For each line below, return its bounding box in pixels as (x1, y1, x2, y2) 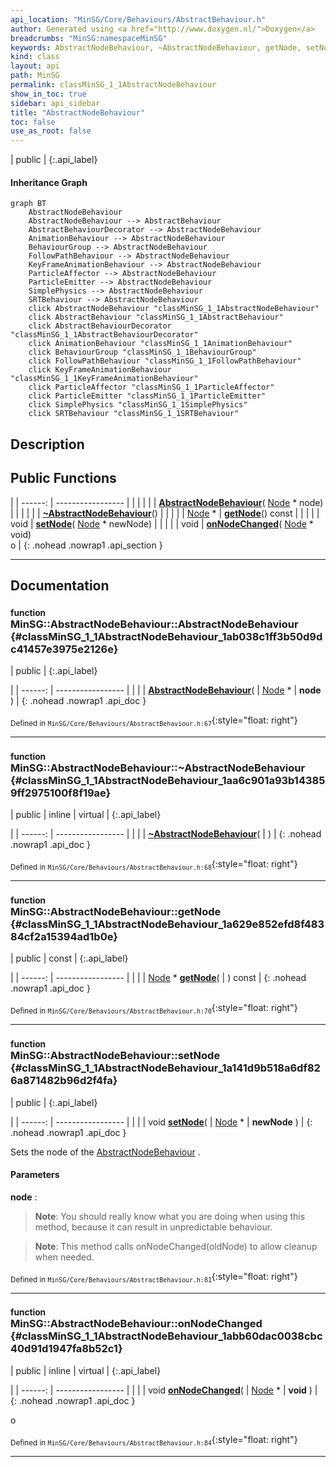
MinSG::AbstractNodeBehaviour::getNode (10, 905, 222, 919)
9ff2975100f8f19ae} (10, 786, 112, 800)
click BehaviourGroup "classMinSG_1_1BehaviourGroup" (28, 347, 257, 358)
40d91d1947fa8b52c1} (10, 1342, 123, 1356)
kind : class (10, 52, 60, 62)
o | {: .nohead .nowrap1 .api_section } (10, 539, 163, 551)
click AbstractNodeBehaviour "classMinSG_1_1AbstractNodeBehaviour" (28, 304, 320, 314)
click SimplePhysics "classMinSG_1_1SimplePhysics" (28, 400, 248, 410)
